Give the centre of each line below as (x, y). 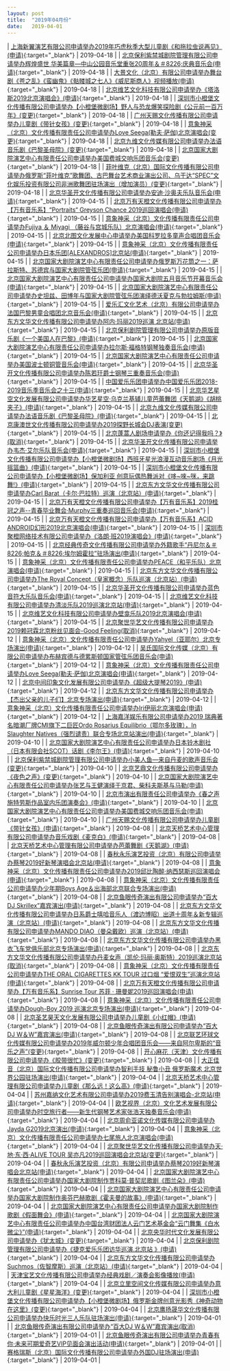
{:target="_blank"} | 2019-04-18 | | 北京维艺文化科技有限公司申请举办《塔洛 (114, 89)
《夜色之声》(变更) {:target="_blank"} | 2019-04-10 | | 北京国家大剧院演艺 (110, 777)
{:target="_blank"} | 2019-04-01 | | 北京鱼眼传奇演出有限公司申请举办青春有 (114, 1335)
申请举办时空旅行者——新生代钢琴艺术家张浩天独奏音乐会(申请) (102, 1112)
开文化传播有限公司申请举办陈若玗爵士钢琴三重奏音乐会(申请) (93, 373)
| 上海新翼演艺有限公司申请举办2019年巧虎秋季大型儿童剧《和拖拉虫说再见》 (115, 47)
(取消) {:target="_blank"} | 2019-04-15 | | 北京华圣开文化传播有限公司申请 (110, 442)
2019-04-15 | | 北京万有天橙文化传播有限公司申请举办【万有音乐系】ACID (110, 519)
